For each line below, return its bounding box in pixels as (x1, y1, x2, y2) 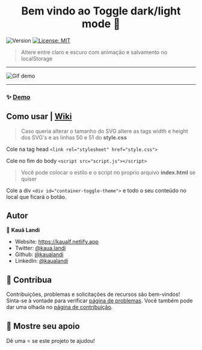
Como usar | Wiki (6, 111, 72, 121)
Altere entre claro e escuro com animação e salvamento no (20, 48, 168, 55)
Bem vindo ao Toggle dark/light (20, 4, 182, 18)
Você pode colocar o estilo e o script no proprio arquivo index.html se (20, 168, 196, 176)
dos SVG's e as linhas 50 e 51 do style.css (20, 134, 127, 141)
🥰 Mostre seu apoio (6, 321, 80, 331)
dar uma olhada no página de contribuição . (6, 304, 113, 311)
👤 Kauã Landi (6, 227, 40, 234)
